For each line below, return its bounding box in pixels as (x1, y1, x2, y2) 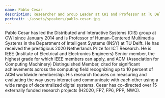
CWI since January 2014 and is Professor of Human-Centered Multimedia (5, 35, 154, 41)
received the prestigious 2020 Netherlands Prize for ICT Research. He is (5, 45, 152, 52)
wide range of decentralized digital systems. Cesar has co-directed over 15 (5, 82, 157, 88)
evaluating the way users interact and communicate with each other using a (5, 77, 159, 83)
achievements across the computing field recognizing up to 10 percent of (5, 66, 153, 72)
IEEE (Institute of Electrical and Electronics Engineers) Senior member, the (5, 51, 155, 57)
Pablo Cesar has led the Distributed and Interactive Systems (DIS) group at (5, 30, 156, 36)
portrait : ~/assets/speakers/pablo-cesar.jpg (5, 16, 100, 21)
